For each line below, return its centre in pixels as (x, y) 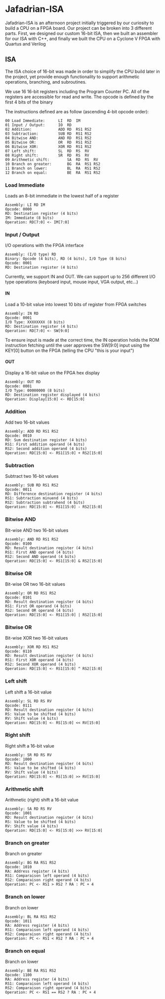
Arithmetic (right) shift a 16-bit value (42, 800)
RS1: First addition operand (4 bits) (45, 445)
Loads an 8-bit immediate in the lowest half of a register (62, 196)
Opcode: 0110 (19, 651)
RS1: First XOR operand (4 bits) (40, 660)
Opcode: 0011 (19, 490)
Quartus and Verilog (25, 44)
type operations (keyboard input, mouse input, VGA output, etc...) (72, 282)
